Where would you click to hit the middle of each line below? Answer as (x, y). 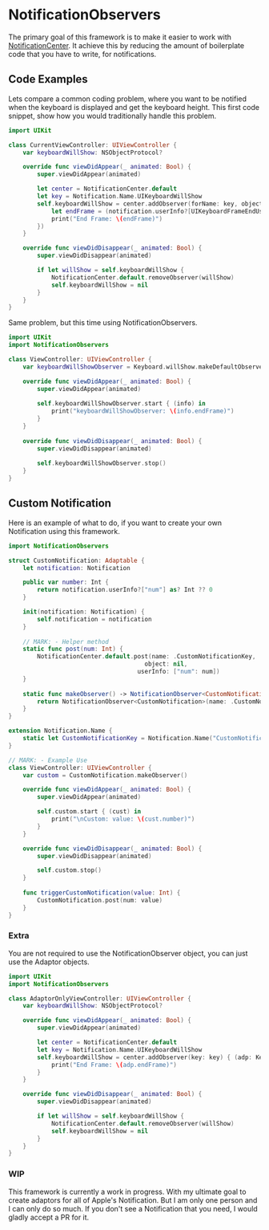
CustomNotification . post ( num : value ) (100, 900)
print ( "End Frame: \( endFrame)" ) (106, 218)
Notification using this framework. (64, 531)
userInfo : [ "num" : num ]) (179, 672)
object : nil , (166, 664)
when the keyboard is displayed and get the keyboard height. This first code (134, 107)
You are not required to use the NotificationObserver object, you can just (128, 953)
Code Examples (48, 79)
